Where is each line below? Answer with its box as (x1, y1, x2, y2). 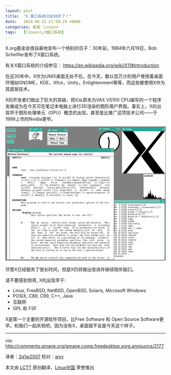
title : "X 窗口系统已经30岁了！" (5, 13, 72, 19)
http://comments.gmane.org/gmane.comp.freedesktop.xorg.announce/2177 (5, 343, 164, 349)
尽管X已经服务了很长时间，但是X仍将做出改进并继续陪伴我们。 (5, 266, 136, 273)
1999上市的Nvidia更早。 (5, 116, 56, 122)
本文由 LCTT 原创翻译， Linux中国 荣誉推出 (5, 364, 95, 370)
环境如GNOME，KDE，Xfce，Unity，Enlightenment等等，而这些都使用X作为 (5, 80, 165, 86)
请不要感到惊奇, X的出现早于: (5, 277, 66, 284)
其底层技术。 (5, 86, 32, 92)
